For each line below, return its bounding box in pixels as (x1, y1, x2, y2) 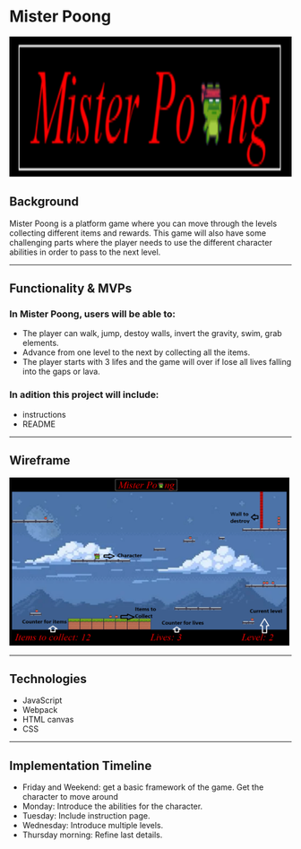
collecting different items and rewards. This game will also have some (9, 227, 267, 238)
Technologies (9, 671, 88, 687)
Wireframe (9, 453, 71, 468)
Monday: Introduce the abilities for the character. (21, 801, 203, 812)
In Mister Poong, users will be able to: (9, 308, 176, 320)
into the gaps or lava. (21, 366, 100, 377)
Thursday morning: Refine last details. (21, 829, 163, 840)
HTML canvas (21, 715, 74, 725)
